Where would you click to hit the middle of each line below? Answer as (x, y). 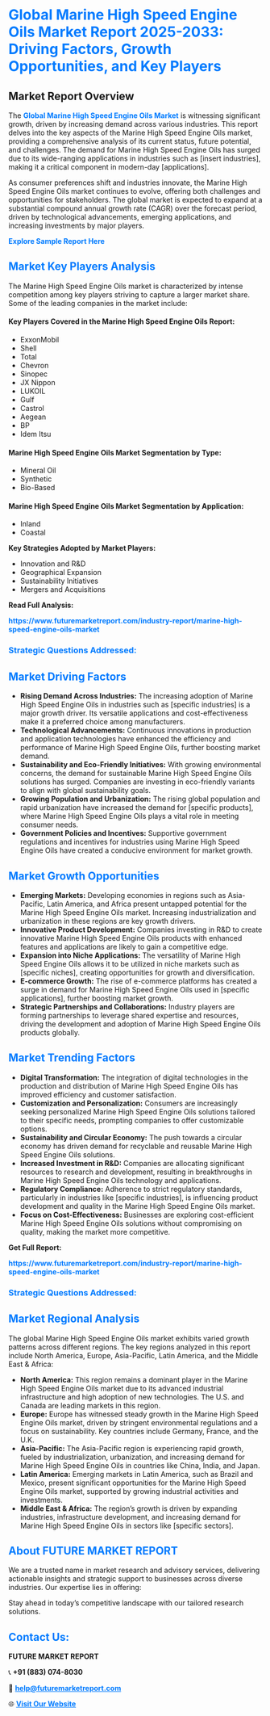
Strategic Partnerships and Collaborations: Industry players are (127, 1006)
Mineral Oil (38, 471)
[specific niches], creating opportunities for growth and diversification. (137, 972)
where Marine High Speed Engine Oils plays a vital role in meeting (129, 816)
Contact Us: (39, 1637)
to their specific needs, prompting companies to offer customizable (132, 1120)
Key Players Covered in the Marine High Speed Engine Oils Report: (122, 321)
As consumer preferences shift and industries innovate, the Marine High (128, 183)
